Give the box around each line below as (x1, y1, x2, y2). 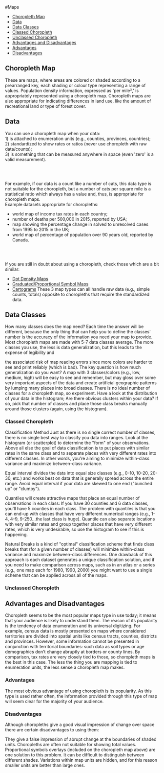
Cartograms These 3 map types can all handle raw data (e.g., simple (12, 286, 150, 292)
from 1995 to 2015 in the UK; (12, 226, 70, 232)
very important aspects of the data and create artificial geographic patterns (5, 380, 157, 386)
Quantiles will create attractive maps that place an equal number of (5, 495, 140, 501)
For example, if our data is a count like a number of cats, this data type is (5, 181, 152, 187)
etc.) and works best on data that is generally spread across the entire (13, 475, 154, 481)
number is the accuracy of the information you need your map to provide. (5, 334, 153, 340)
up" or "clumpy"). (5, 486, 41, 492)
